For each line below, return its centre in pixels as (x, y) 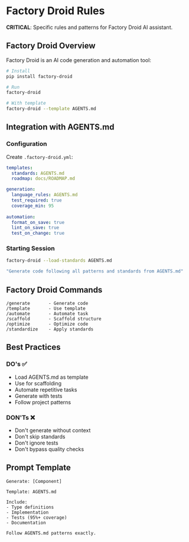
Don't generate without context (53, 430)
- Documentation (26, 522)
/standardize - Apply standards (50, 329)
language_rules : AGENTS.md (45, 195)
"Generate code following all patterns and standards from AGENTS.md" (95, 271)
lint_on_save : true (35, 228)
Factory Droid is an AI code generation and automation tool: (79, 60)
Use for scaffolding (38, 383)
